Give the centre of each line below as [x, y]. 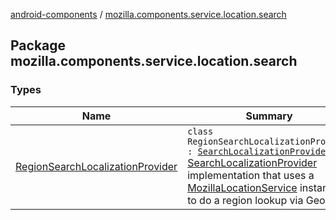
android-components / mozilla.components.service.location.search [148, 14]
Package [38, 45]
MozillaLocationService [242, 187]
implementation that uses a [251, 175]
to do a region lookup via [245, 200]
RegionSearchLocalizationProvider [96, 166]
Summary [269, 116]
